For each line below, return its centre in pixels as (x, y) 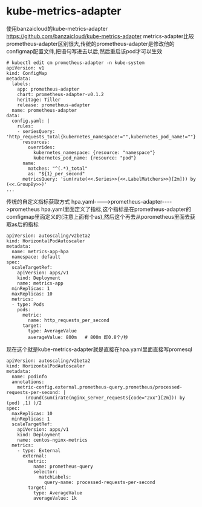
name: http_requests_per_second (69, 320)
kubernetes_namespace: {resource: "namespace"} (94, 152)
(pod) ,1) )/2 (24, 403)
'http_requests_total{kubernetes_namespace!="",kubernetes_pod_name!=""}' (103, 137)
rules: (25, 126)
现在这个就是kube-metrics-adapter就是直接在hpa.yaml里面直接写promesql (99, 349)
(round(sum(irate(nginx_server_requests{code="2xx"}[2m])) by (105, 398)
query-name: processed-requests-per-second (100, 482)
